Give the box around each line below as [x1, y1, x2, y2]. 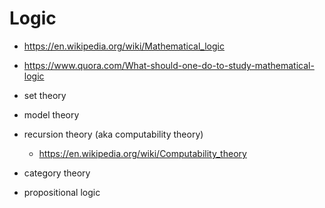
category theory [23, 167, 91, 179]
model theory [23, 108, 80, 121]
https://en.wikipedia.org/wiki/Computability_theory [38, 147, 247, 159]
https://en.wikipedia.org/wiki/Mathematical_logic [23, 40, 225, 52]
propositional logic [23, 186, 101, 198]
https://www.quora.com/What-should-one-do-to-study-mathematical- [23, 59, 315, 71]
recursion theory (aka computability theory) [23, 128, 204, 140]
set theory [23, 89, 67, 101]
